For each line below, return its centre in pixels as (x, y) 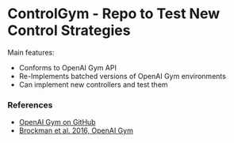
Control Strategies (69, 30)
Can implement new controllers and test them (93, 85)
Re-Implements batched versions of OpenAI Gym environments (123, 76)
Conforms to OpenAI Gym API (67, 67)
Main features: (31, 52)
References (30, 105)
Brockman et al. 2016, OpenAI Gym (76, 130)
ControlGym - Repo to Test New (113, 14)
